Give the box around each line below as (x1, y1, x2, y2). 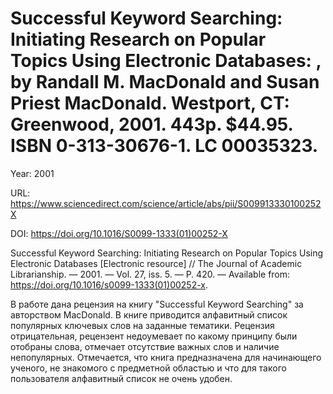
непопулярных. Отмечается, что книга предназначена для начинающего (10, 351, 322, 363)
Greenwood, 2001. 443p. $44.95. (10, 113, 294, 136)
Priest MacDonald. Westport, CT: (10, 92, 290, 115)
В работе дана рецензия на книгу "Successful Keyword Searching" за (10, 298, 304, 310)
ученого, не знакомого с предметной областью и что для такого (10, 362, 287, 374)
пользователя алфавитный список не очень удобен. (10, 372, 233, 384)
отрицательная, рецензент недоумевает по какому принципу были (10, 330, 298, 342)
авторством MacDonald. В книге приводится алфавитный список (10, 308, 288, 321)
